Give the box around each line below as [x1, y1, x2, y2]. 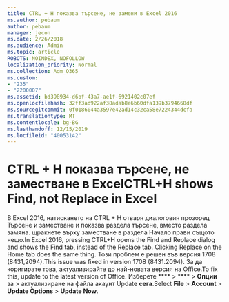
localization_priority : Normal [7, 61, 97, 68]
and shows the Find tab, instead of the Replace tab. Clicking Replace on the [7, 243, 222, 252]
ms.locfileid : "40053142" [7, 132, 81, 139]
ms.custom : [7, 74, 39, 81]
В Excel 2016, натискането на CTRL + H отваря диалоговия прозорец [7, 214, 210, 222]
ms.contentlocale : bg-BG [7, 119, 79, 126]
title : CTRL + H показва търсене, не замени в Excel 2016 [7, 10, 177, 17]
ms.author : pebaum [7, 17, 60, 23]
